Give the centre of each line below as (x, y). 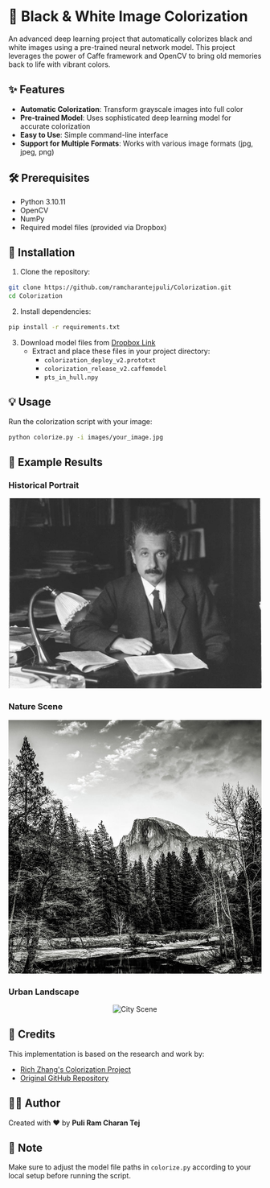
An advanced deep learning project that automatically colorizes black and (131, 39)
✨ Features (37, 90)
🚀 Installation (42, 252)
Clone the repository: (55, 272)
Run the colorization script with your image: (80, 421)
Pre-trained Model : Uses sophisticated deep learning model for (125, 118)
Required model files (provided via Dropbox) (93, 227)
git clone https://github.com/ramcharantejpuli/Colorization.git (120, 288)
